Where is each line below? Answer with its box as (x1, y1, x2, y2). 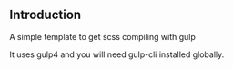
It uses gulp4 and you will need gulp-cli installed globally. (9, 49, 225, 60)
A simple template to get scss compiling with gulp (9, 31, 196, 42)
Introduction (9, 7, 82, 23)
